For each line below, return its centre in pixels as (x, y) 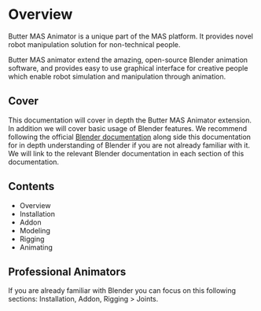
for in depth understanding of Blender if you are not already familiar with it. (129, 145)
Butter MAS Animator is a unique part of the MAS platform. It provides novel (131, 36)
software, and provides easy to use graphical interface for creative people (128, 68)
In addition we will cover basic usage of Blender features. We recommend (128, 128)
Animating (36, 247)
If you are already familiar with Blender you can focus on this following (122, 291)
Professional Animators (67, 271)
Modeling (35, 230)
